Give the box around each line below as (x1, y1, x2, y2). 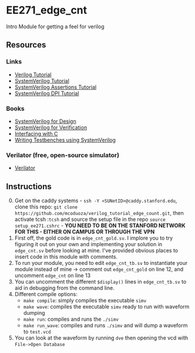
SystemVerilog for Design (14, 117, 76, 125)
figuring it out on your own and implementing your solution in (14, 241, 163, 248)
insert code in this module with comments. (14, 253, 118, 260)
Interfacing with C (14, 130, 58, 137)
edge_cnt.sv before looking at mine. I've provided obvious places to (14, 247, 178, 254)
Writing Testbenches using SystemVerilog (14, 136, 116, 143)
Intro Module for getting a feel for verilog (6, 23, 105, 30)
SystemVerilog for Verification (14, 124, 87, 131)
